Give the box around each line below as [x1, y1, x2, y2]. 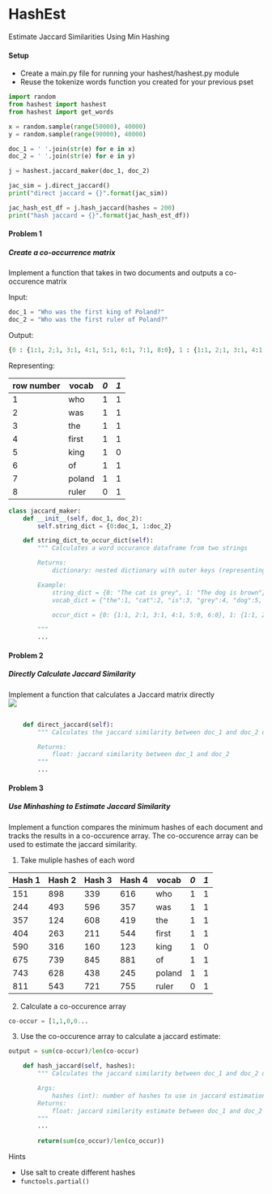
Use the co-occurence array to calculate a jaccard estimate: [19, 1032, 221, 1041]
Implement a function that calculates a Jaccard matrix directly [8, 690, 215, 699]
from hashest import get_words [8, 107, 114, 116]
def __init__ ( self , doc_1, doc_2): [23, 514, 143, 522]
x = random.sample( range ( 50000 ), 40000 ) [8, 123, 147, 131]
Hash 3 [83, 874, 113, 885]
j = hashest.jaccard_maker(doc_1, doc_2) [8, 167, 151, 175]
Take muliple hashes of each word [19, 854, 135, 865]
